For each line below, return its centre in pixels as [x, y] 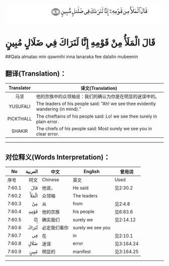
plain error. [47, 121]
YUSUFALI [20, 106]
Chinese [51, 180]
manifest [82, 251]
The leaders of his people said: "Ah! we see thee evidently [96, 104]
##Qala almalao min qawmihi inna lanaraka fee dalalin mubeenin [72, 57]
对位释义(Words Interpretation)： [58, 157]
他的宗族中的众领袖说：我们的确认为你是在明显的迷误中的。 [98, 96]
